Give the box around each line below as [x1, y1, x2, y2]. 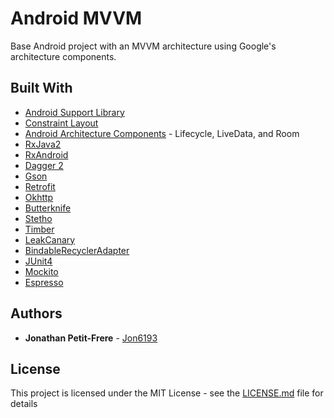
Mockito [24, 265, 59, 277]
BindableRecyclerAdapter [24, 244, 130, 256]
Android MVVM [10, 7, 143, 30]
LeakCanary [24, 233, 76, 246]
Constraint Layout [24, 117, 99, 129]
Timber [24, 223, 55, 235]
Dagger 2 [24, 159, 64, 171]
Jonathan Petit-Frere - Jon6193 [24, 332, 158, 344]
